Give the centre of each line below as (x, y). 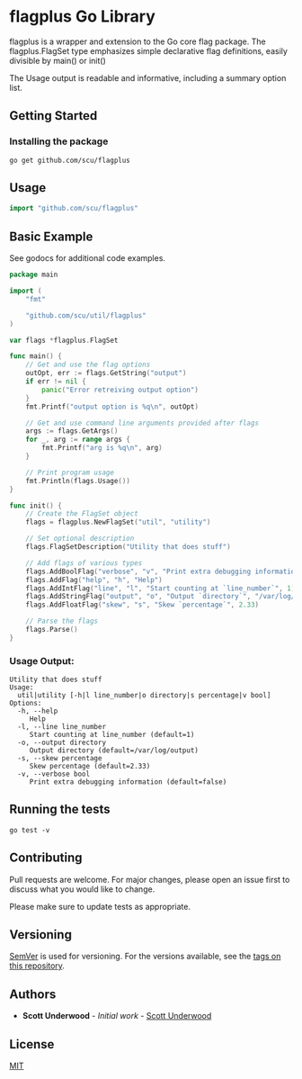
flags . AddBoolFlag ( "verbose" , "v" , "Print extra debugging (138, 571)
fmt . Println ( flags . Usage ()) (78, 481)
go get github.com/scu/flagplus (70, 160)
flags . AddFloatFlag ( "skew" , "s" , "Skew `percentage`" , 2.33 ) (142, 605)
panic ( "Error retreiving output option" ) (120, 390)
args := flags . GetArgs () (72, 431)
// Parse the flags (62, 621)
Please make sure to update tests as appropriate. (100, 906)
